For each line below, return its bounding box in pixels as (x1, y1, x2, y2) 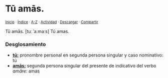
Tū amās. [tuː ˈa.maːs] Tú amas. (5, 28, 69, 34)
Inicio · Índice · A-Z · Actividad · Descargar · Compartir (5, 19, 99, 24)
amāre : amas (12, 68, 40, 74)
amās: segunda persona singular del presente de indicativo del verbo (12, 63, 156, 69)
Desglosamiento (5, 40, 46, 47)
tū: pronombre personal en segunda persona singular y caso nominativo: (12, 52, 163, 58)
